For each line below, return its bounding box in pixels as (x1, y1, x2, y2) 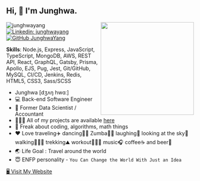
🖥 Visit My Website (6, 167, 52, 175)
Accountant (14, 110, 43, 118)
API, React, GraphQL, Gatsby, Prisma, (6, 58, 98, 65)
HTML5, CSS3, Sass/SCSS (6, 77, 71, 84)
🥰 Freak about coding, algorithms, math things (14, 123, 129, 130)
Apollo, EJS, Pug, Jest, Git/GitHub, (6, 65, 91, 72)
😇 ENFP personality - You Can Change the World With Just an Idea (14, 155, 182, 163)
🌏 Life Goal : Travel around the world (14, 147, 107, 154)
